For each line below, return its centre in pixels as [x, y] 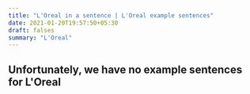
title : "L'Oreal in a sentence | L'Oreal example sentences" [111, 15]
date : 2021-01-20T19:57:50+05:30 [63, 23]
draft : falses [32, 30]
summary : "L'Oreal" [40, 38]
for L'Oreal [35, 82]
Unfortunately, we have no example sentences [125, 69]
